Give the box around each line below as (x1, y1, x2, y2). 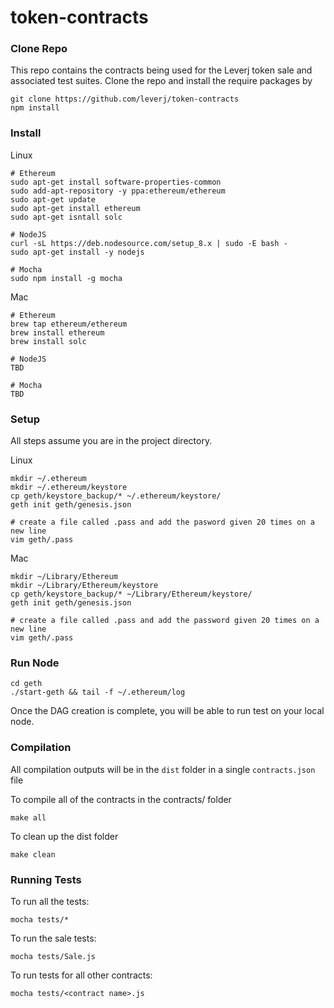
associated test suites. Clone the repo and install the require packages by (10, 75, 313, 87)
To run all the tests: (10, 895, 90, 907)
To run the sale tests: (10, 932, 97, 944)
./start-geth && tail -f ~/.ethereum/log (10, 687, 186, 698)
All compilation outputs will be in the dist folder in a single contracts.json (10, 763, 316, 775)
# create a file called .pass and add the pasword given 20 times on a (10, 517, 315, 528)
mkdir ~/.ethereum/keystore (10, 482, 128, 493)
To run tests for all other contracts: (10, 969, 153, 981)
